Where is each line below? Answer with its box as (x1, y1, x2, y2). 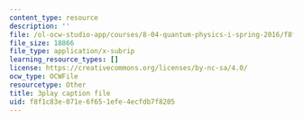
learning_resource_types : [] (9, 55, 119, 64)
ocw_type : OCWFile (9, 72, 78, 81)
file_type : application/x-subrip (9, 47, 135, 56)
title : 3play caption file (9, 88, 111, 97)
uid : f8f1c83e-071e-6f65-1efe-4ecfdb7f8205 (9, 97, 176, 106)
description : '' (9, 22, 70, 31)
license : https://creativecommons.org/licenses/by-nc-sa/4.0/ (9, 64, 248, 73)
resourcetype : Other (9, 80, 87, 89)
